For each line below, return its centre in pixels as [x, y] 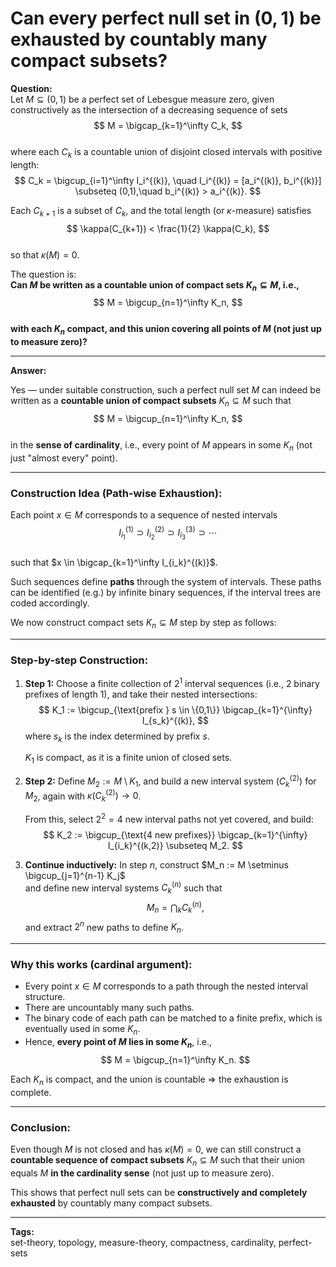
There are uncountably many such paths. [109, 1008]
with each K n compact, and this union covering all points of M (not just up [166, 330]
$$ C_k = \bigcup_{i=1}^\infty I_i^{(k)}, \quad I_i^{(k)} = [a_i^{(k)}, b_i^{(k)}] [168, 180]
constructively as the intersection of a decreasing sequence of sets [149, 109]
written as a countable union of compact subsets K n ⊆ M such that [151, 402]
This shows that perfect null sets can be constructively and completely [159, 1192]
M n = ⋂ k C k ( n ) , [175, 908]
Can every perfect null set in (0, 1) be [166, 18]
